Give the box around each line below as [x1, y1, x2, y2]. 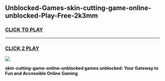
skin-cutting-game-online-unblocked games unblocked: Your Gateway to [5, 65, 159, 71]
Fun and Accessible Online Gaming [5, 70, 78, 76]
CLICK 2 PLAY [5, 45, 39, 52]
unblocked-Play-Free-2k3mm [5, 12, 98, 20]
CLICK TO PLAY [5, 27, 43, 33]
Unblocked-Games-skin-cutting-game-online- [5, 4, 151, 12]
